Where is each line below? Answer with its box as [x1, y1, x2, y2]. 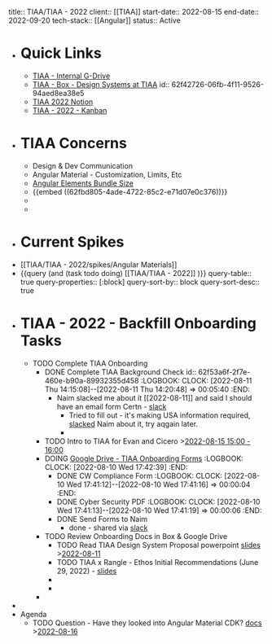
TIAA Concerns [20, 134, 128, 153]
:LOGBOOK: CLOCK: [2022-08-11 [140, 375, 252, 385]
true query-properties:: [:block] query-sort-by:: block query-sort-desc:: [20, 277, 261, 287]
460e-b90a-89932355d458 [44, 375, 139, 385]
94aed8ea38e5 [32, 88, 85, 98]
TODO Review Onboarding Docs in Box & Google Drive [44, 531, 228, 541]
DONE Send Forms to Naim [56, 514, 148, 524]
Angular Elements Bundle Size [32, 178, 134, 188]
